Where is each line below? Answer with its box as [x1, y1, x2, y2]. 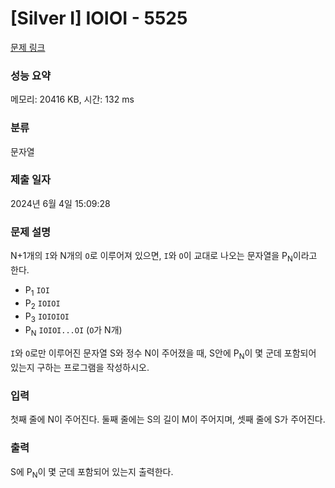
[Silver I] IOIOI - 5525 [10, 7, 188, 30]
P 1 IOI [24, 283, 50, 298]
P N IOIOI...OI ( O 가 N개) [24, 324, 123, 339]
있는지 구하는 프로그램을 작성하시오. [10, 361, 150, 373]
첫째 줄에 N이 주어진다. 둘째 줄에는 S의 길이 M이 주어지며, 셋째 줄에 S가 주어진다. [10, 413, 326, 426]
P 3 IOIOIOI [24, 310, 70, 324]
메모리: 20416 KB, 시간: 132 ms [10, 93, 135, 106]
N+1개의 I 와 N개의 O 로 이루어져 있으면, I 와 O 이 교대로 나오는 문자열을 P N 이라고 [10, 250, 318, 264]
